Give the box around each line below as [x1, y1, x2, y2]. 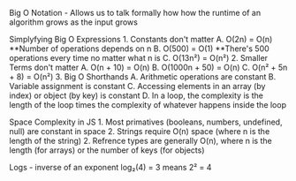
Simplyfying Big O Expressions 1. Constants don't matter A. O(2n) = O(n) [9, 34, 273, 44]
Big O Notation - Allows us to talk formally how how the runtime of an [9, 8, 262, 18]
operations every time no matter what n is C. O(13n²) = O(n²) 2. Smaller [9, 53, 268, 63]
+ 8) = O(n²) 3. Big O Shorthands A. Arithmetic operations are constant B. [9, 72, 277, 82]
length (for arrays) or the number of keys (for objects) [9, 145, 205, 155]
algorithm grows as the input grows [9, 17, 139, 27]
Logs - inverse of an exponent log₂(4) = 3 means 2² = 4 [9, 162, 212, 172]
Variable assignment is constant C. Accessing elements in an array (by [9, 81, 266, 91]
